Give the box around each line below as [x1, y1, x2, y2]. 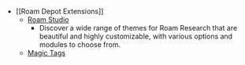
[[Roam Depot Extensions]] [15, 7, 104, 16]
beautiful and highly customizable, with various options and [39, 31, 233, 41]
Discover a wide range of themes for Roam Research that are [39, 23, 238, 32]
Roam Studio [27, 15, 69, 24]
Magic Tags [27, 49, 65, 57]
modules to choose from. [39, 40, 121, 49]
